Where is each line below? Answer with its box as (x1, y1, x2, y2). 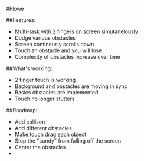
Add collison (14, 118, 45, 125)
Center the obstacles (14, 144, 66, 150)
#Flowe (6, 5, 25, 12)
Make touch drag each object (14, 131, 87, 138)
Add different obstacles (14, 125, 72, 131)
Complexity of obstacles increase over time (14, 53, 121, 60)
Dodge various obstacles (14, 34, 76, 41)
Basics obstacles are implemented (14, 89, 99, 96)
